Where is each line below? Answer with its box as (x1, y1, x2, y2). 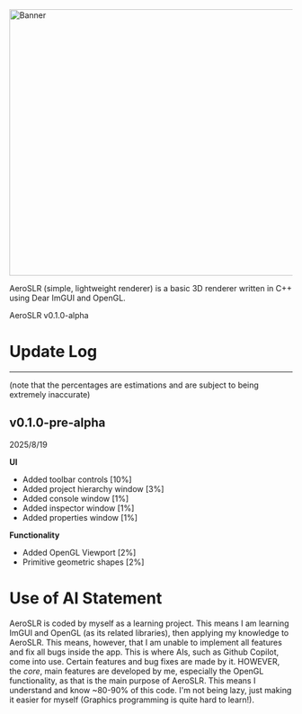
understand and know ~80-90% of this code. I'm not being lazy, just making (9, 684, 292, 695)
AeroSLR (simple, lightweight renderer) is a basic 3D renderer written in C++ (9, 283, 292, 293)
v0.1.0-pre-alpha (9, 415, 106, 431)
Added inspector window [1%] (22, 503, 135, 513)
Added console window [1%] (22, 493, 129, 504)
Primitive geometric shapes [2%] (22, 557, 145, 567)
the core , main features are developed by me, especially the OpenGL (9, 665, 264, 676)
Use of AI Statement (9, 588, 163, 608)
